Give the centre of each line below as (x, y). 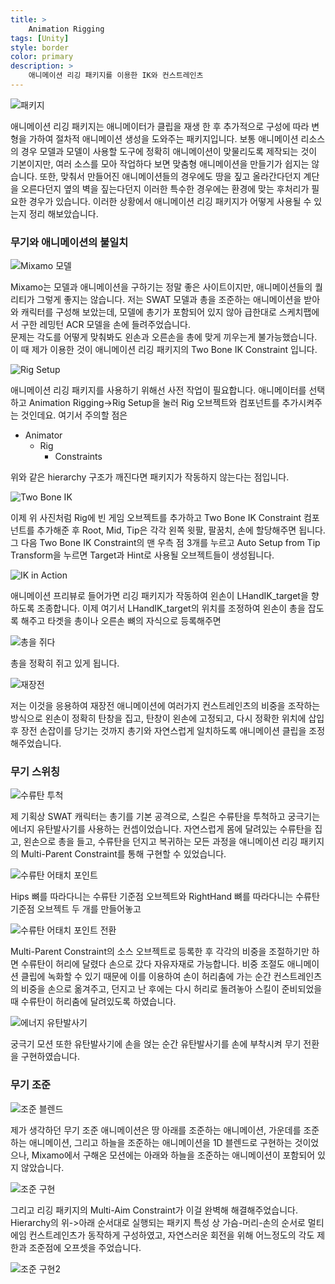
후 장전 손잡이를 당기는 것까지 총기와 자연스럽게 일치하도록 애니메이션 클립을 (158, 731)
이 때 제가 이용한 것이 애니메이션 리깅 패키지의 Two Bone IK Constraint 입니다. (164, 350)
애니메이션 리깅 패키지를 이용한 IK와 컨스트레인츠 (116, 76)
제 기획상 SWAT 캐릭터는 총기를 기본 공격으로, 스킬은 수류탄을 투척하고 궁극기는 (165, 817)
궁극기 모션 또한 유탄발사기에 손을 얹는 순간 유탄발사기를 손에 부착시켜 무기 (156, 1044)
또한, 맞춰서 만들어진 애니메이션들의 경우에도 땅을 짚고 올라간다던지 (170, 176)
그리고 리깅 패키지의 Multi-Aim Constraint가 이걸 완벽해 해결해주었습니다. (154, 1210)
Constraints (78, 457)
